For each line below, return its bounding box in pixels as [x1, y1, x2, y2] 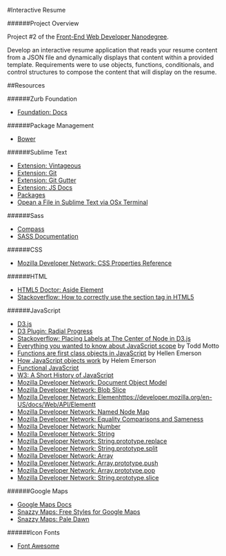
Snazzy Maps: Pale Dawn [17, 515, 90, 523]
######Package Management [7, 121, 94, 130]
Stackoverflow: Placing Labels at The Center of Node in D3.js [17, 335, 192, 342]
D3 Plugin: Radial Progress [17, 327, 93, 335]
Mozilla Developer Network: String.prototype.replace [17, 437, 167, 445]
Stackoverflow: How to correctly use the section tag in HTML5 [17, 293, 194, 301]
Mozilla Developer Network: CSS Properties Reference [17, 259, 172, 267]
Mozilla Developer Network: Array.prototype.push [17, 459, 158, 467]
